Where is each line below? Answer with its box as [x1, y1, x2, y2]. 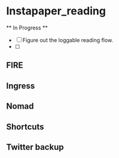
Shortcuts [6, 121, 44, 132]
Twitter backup [6, 142, 64, 152]
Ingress [6, 81, 35, 91]
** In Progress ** [6, 24, 48, 31]
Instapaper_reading [6, 4, 106, 18]
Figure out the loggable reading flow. [22, 36, 114, 43]
